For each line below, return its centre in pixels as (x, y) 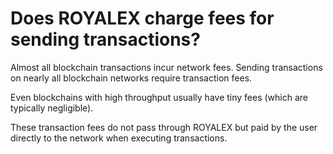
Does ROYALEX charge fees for (142, 18)
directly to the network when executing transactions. (119, 138)
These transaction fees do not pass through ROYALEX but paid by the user (164, 127)
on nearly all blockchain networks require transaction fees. (131, 78)
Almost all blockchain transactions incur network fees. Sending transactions (166, 67)
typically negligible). (52, 108)
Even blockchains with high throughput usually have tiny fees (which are (159, 97)
